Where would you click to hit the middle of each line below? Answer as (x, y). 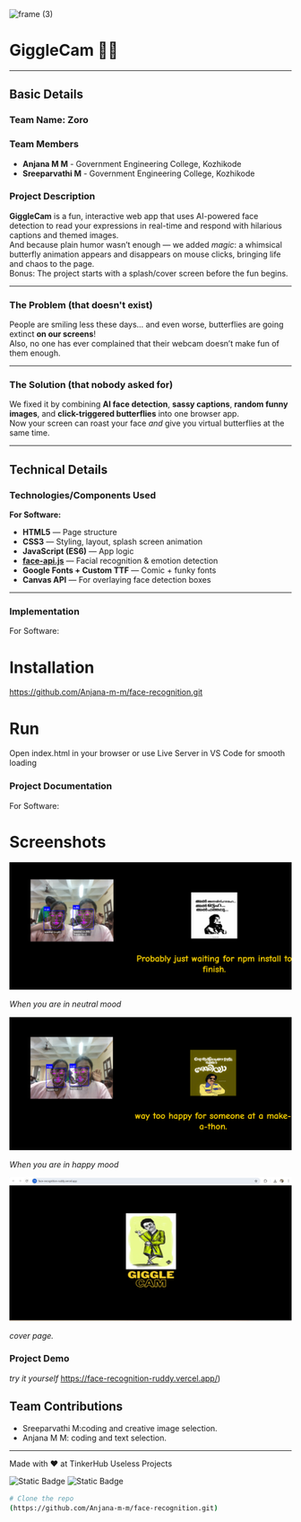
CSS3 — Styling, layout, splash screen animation (112, 541)
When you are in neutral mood (65, 1004)
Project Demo (39, 1359)
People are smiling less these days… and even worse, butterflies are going (146, 325)
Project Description (52, 197)
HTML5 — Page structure (70, 532)
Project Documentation (61, 787)
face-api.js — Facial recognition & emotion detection (120, 561)
